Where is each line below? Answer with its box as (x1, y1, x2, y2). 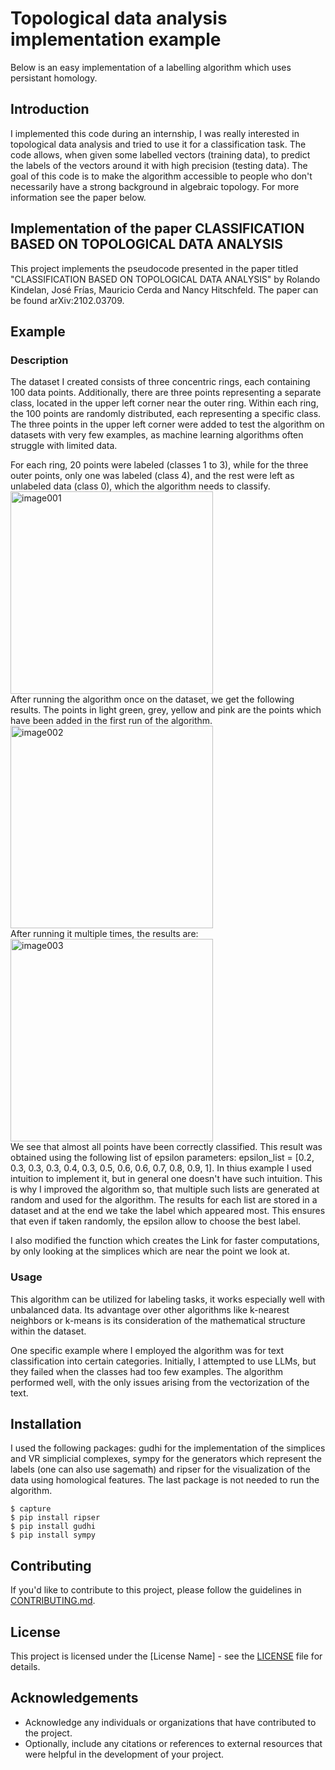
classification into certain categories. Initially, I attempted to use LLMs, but (10, 1355, 317, 1367)
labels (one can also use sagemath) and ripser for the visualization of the (10, 1463, 311, 1476)
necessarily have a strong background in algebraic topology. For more (10, 180, 300, 192)
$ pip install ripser (10, 1513, 101, 1523)
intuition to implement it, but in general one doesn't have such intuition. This (10, 1173, 323, 1185)
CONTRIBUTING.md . (10, 1595, 96, 1607)
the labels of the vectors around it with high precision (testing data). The (10, 159, 308, 171)
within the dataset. (10, 1325, 87, 1337)
